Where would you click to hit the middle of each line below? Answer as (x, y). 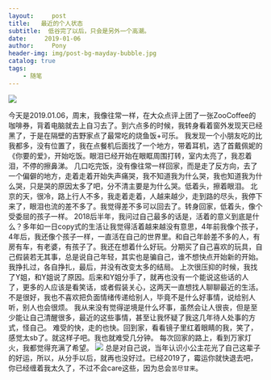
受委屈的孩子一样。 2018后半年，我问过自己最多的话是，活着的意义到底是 (130, 216)
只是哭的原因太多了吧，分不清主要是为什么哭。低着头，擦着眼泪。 (139, 186)
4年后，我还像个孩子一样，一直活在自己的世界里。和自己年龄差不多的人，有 (134, 236)
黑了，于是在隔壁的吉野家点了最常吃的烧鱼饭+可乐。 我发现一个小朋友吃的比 (135, 135)
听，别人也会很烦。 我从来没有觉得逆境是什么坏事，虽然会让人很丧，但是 (129, 307)
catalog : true (32, 61)
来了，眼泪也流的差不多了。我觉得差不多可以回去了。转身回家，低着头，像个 (135, 206)
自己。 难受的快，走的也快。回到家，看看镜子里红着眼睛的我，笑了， (144, 327)
